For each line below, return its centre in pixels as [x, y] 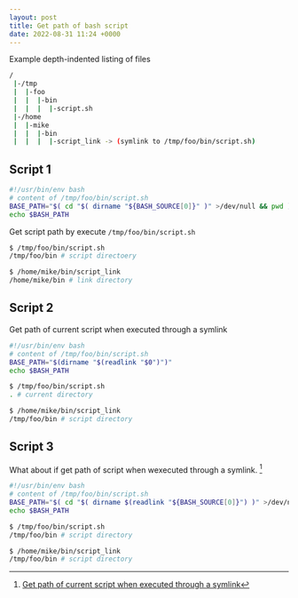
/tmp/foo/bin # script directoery [73, 256]
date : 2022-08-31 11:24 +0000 [65, 34]
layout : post [33, 17]
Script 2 [31, 308]
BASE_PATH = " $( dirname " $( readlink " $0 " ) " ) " [91, 362]
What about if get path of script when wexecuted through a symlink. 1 [136, 469]
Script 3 [31, 447]
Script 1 [30, 169]
